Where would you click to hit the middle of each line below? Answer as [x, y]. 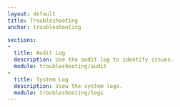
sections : [22, 40]
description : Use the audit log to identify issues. [94, 60]
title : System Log [41, 79]
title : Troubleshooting [43, 21]
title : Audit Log [40, 53]
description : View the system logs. [68, 86]
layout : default [31, 14]
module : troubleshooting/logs [59, 93]
